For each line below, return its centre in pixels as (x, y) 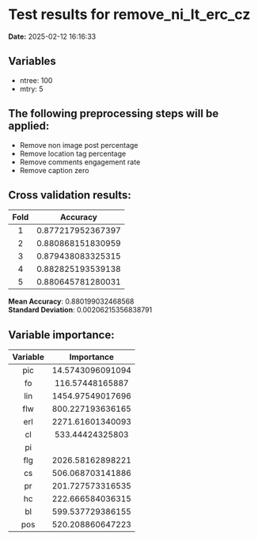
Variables (32, 61)
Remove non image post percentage (79, 145)
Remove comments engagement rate (80, 162)
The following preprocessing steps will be (114, 113)
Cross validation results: (70, 195)
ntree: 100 (36, 80)
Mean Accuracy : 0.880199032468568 (71, 301)
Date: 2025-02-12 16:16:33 (52, 36)
